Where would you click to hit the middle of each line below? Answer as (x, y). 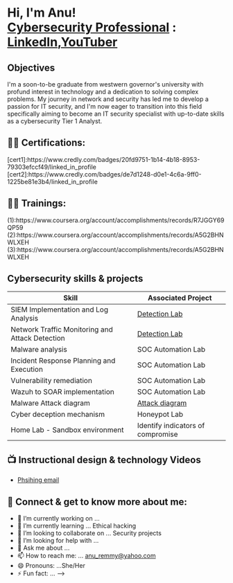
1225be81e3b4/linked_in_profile (53, 181)
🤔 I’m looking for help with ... (58, 541)
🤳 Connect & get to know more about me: (97, 502)
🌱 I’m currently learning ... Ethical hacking (77, 526)
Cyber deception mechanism (58, 415)
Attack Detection (38, 339)
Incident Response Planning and (63, 361)
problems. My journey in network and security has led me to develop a (108, 99)
